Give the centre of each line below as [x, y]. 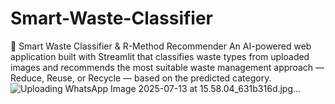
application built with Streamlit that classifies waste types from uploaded [160, 56]
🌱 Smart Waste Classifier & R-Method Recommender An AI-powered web [161, 46]
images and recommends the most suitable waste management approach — [167, 67]
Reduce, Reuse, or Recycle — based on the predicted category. [141, 78]
